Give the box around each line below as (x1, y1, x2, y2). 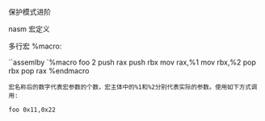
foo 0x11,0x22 (8, 106, 57, 114)
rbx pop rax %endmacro (8, 66, 90, 75)
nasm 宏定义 (8, 24, 50, 34)
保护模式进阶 (8, 7, 51, 16)
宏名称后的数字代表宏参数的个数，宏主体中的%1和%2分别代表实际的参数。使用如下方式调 (8, 83, 258, 91)
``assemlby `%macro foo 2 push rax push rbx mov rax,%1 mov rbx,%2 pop (8, 57, 257, 67)
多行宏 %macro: (8, 41, 62, 51)
